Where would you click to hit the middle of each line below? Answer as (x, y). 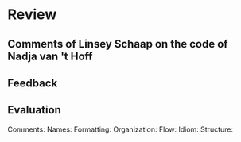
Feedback (33, 83)
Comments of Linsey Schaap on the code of (118, 44)
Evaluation (34, 110)
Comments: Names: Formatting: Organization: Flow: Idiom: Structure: (120, 129)
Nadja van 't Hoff (50, 56)
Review (32, 15)
